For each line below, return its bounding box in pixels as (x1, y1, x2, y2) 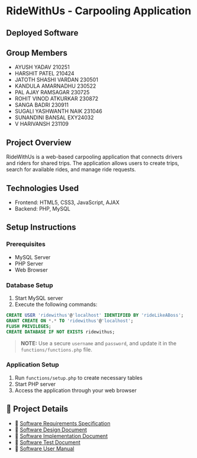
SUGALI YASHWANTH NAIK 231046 (14, 108, 102, 115)
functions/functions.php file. (20, 346, 93, 353)
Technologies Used (6, 183, 79, 193)
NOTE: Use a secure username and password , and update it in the (20, 339, 177, 346)
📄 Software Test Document (14, 438, 81, 446)
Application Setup (6, 361, 59, 369)
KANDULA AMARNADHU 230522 (14, 82, 96, 90)
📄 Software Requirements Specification (14, 419, 111, 427)
